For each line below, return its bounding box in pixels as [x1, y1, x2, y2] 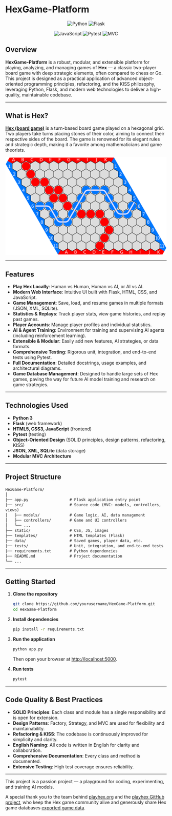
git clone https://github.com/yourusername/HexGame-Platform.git [12, 602, 155, 607]
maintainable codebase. [21, 91, 73, 98]
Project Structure [5, 473, 61, 482]
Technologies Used [5, 401, 68, 410]
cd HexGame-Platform [12, 607, 57, 612]
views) [5, 507, 19, 512]
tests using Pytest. [12, 354, 52, 361]
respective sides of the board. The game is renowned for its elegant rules [5, 136, 160, 142]
